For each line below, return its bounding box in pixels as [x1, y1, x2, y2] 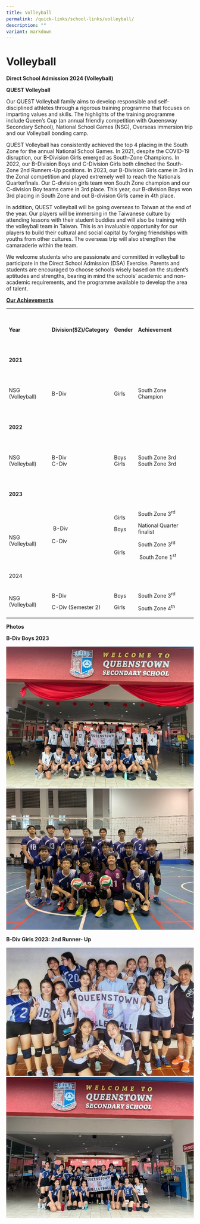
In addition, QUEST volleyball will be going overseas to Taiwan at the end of [6, 204, 192, 211]
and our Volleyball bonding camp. [6, 130, 89, 137]
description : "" [6, 22, 46, 28]
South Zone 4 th [137, 604, 176, 612]
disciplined [6, 105, 33, 112]
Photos [6, 623, 24, 630]
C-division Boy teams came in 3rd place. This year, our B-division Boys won [6, 186, 192, 193]
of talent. [6, 285, 29, 292]
